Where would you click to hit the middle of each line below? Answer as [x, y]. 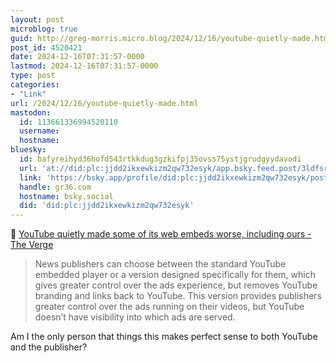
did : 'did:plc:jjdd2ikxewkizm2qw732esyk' [107, 206]
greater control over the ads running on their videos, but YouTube [169, 307]
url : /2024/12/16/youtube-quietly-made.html [104, 103]
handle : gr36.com [55, 187]
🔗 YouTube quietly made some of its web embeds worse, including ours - [161, 234]
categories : [35, 85]
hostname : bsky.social [66, 196]
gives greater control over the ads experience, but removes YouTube [176, 285]
